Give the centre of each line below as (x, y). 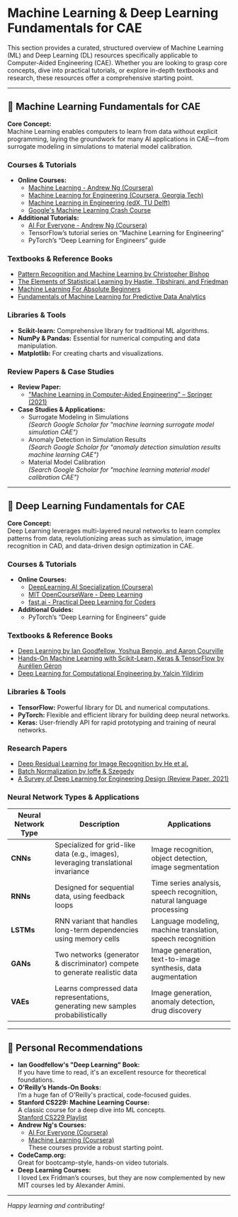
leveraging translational (93, 863)
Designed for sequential (94, 888)
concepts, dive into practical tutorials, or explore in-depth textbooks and (113, 70)
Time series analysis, (186, 883)
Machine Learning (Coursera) (71, 1140)
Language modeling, (185, 921)
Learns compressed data (96, 988)
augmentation (174, 977)
